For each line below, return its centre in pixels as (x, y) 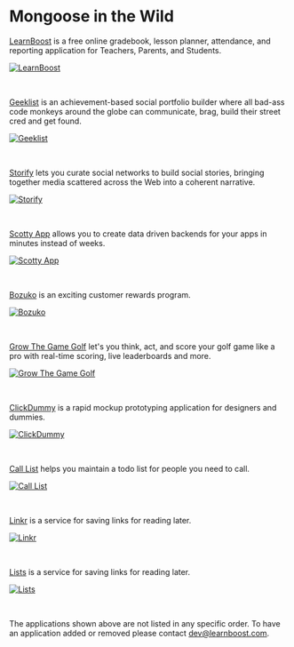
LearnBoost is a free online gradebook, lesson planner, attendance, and (140, 41)
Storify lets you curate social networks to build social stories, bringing (137, 172)
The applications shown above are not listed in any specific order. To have (145, 623)
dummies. (28, 417)
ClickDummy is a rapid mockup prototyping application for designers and (143, 407)
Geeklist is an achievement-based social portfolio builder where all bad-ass (147, 102)
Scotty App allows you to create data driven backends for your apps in (138, 234)
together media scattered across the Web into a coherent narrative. (132, 182)
